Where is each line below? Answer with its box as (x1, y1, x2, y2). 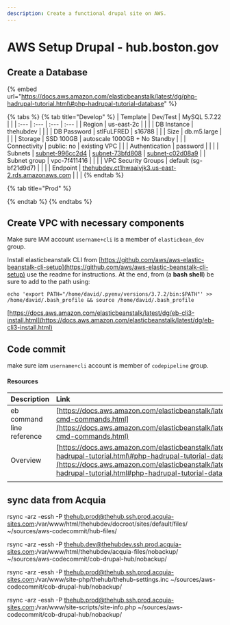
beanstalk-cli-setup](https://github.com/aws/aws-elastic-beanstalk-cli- (7, 263, 209, 271)
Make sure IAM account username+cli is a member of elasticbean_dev (7, 235, 205, 244)
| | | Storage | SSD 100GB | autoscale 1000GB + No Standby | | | (7, 134, 186, 142)
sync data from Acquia (7, 494, 106, 506)
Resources (7, 377, 39, 385)
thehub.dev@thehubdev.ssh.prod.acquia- (64, 540, 181, 548)
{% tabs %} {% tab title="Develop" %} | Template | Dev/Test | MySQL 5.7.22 (7, 112, 222, 120)
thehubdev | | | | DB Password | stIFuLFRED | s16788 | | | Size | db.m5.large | (7, 127, 222, 136)
